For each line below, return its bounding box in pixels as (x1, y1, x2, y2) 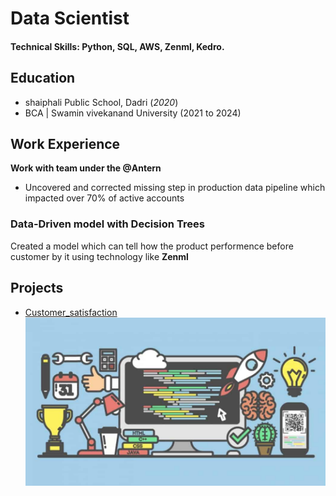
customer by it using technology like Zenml (10, 250, 189, 262)
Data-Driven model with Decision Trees (10, 217, 205, 231)
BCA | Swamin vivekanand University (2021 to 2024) (24, 107, 242, 119)
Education (10, 70, 76, 87)
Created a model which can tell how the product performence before (10, 240, 294, 252)
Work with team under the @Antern (10, 162, 162, 174)
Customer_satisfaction (24, 306, 118, 318)
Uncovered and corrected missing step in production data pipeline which (24, 182, 326, 194)
